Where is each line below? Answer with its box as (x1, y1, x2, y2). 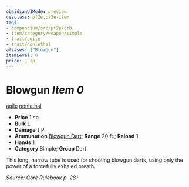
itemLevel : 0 (6, 52, 38, 58)
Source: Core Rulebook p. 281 (6, 174, 78, 181)
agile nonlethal (6, 102, 42, 109)
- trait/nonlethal (6, 42, 51, 48)
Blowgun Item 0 (6, 83, 84, 96)
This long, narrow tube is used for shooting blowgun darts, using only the (6, 156, 183, 163)
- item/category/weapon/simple (6, 31, 83, 36)
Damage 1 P (14, 126, 45, 133)
